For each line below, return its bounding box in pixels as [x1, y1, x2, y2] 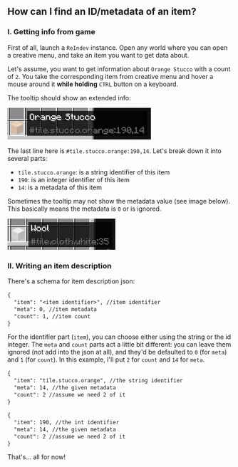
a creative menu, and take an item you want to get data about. [7, 51, 190, 59]
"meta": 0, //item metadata [14, 305, 98, 313]
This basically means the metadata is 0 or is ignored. [7, 204, 162, 213]
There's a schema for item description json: [7, 277, 135, 285]
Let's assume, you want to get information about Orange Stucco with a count [7, 64, 231, 73]
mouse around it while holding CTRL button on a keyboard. [7, 80, 179, 88]
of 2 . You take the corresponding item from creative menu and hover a [7, 72, 214, 80]
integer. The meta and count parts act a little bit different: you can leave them [7, 340, 232, 348]
